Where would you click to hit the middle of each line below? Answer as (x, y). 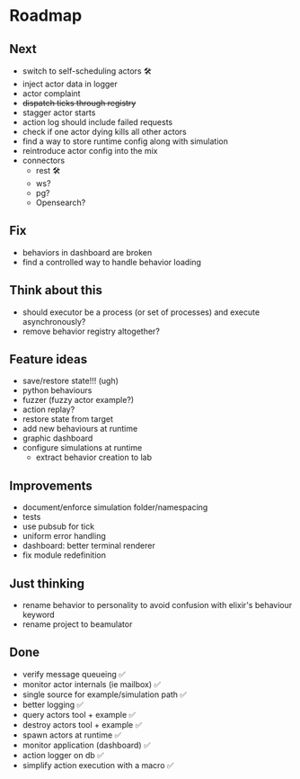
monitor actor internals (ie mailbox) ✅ (92, 684)
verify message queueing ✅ (74, 674)
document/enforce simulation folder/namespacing (115, 507)
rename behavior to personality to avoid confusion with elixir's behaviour (157, 605)
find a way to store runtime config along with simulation (125, 141)
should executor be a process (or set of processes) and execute (141, 312)
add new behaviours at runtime (80, 429)
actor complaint (51, 94)
